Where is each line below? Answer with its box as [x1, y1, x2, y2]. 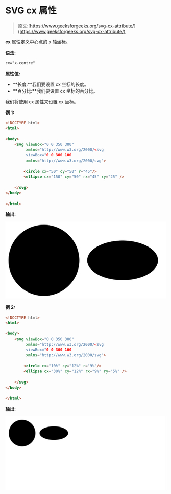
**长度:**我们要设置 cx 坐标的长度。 [12, 81, 89, 87]
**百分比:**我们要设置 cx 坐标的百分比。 [12, 87, 98, 94]
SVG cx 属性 [5, 5, 57, 16]
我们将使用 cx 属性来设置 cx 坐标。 [5, 98, 79, 105]
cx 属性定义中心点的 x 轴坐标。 [5, 39, 70, 45]
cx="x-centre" [5, 60, 36, 65]
